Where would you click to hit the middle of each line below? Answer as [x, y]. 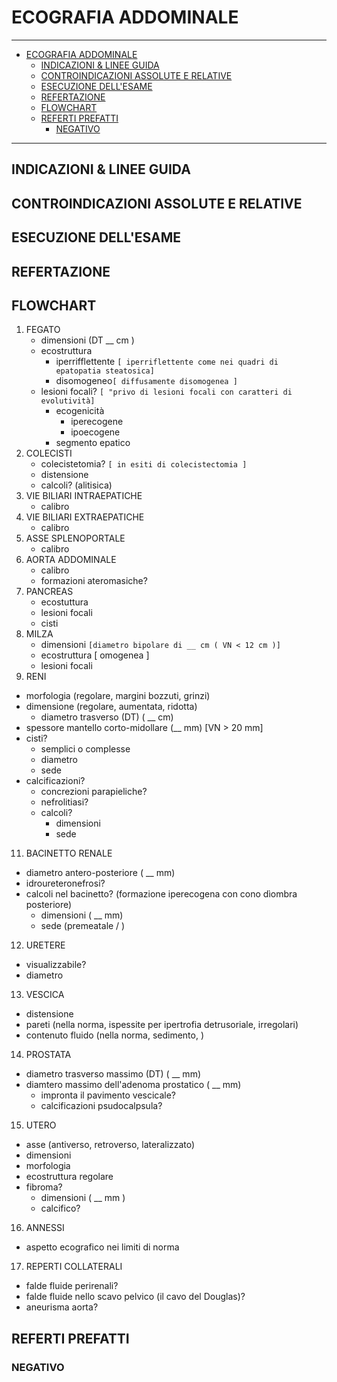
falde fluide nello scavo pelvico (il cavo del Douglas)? [135, 1297]
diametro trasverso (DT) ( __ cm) [107, 717]
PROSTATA [48, 1055]
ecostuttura [64, 602]
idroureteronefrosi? [65, 883]
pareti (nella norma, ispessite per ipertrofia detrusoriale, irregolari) [162, 1025]
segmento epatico [93, 443]
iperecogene [97, 422]
